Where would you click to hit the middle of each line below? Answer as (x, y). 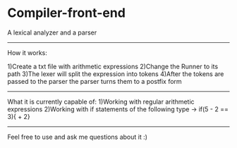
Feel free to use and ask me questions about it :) (78, 137)
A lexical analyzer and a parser (52, 32)
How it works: (28, 53)
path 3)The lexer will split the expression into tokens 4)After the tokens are (116, 74)
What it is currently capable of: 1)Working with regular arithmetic (101, 101)
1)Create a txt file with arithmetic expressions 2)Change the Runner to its (113, 66)
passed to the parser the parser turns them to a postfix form (95, 81)
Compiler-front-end (66, 13)
